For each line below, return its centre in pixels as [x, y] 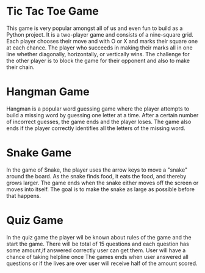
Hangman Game [48, 92]
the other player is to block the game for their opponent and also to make [98, 60]
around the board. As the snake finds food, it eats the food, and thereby [96, 176]
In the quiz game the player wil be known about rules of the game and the [99, 237]
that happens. [24, 195]
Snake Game [39, 153]
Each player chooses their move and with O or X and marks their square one [102, 41]
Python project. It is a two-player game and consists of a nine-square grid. [100, 34]
